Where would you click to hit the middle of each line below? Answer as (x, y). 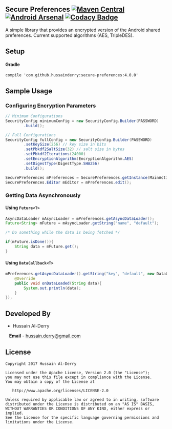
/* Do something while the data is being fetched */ (63, 233)
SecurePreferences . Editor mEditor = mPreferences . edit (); (68, 182)
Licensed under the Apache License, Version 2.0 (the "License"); (78, 373)
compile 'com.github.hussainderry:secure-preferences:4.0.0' (72, 75)
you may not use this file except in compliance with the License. (79, 377)
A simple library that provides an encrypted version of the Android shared (83, 30)
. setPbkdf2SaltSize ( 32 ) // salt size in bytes (74, 149)
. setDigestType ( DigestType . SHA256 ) (62, 164)
